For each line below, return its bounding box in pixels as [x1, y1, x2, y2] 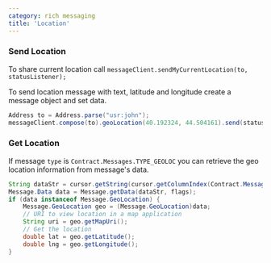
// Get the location [23, 225, 92, 234]
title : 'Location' [8, 19, 70, 27]
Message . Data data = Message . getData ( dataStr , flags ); [8, 187, 197, 196]
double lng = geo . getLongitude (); [23, 240, 139, 248]
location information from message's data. [8, 165, 149, 174]
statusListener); [8, 73, 67, 81]
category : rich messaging [8, 11, 95, 20]
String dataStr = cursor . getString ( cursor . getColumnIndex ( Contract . [8, 180, 244, 188]
